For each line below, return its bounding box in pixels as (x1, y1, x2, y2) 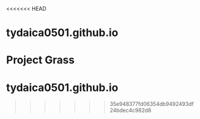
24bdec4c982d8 (110, 107, 152, 114)
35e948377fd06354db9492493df (110, 100, 194, 108)
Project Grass (6, 53, 75, 67)
